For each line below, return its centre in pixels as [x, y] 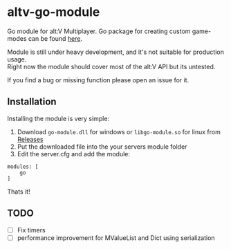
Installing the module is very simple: [58, 118]
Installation [32, 102]
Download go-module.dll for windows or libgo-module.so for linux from [119, 131]
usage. [17, 59]
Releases [30, 139]
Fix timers [31, 230]
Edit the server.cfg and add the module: [73, 154]
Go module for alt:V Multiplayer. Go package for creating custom [99, 31]
